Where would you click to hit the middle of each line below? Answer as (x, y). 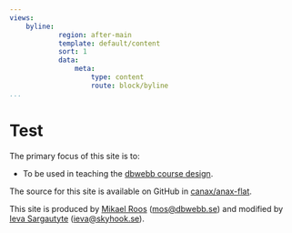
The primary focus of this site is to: (75, 156)
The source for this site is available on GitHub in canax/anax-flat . (131, 191)
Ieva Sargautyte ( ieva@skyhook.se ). (77, 218)
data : (68, 60)
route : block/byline (130, 86)
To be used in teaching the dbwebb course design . (118, 173)
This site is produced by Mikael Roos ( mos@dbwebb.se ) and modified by (146, 208)
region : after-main (95, 35)
